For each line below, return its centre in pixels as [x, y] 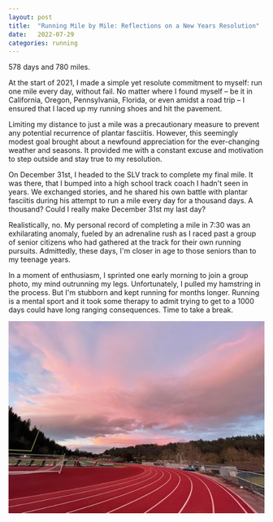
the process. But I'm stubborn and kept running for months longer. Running [134, 293]
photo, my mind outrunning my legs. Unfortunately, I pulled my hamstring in [135, 284]
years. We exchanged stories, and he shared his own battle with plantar [128, 192]
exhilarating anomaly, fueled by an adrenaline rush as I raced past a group [132, 234]
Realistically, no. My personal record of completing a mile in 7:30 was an [130, 225]
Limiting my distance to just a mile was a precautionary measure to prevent [134, 124]
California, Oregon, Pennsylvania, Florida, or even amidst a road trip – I [127, 100]
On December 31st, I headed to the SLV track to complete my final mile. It [131, 175]
